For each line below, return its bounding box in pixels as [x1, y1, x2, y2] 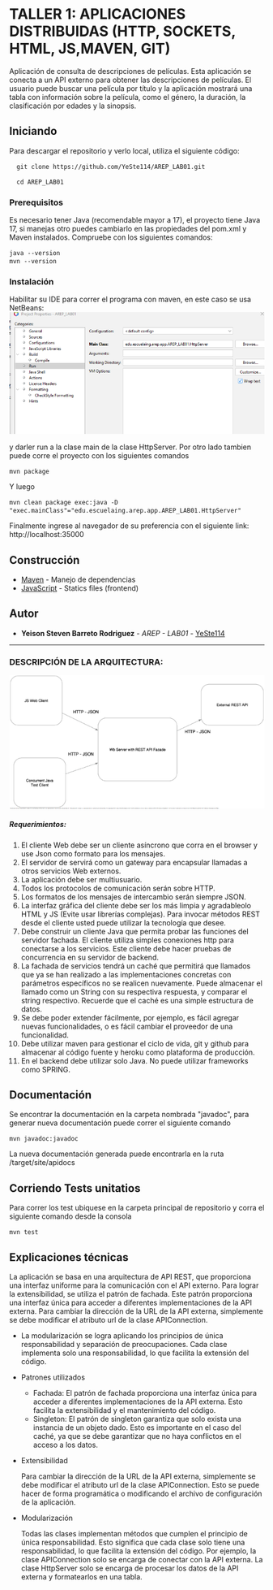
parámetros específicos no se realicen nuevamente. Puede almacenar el [20, 978, 262, 988]
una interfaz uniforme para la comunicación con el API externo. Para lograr [9, 1280, 259, 1290]
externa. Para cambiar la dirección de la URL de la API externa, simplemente [9, 1306, 264, 1316]
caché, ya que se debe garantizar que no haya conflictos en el [32, 1432, 241, 1441]
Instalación [9, 275, 54, 287]
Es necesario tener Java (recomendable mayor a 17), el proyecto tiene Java [9, 215, 261, 225]
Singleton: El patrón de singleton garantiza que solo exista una [32, 1415, 241, 1424]
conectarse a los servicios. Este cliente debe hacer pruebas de [20, 943, 232, 953]
